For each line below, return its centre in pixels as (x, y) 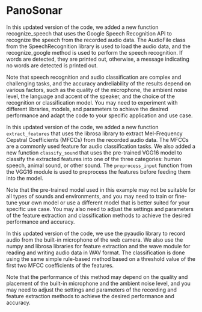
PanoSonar (35, 11)
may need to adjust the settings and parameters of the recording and (92, 290)
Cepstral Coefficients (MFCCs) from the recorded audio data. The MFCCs (98, 139)
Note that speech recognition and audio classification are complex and (94, 77)
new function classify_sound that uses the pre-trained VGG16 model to (94, 152)
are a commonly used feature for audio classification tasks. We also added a (101, 146)
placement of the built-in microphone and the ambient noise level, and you (99, 283)
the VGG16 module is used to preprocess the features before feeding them (99, 171)
